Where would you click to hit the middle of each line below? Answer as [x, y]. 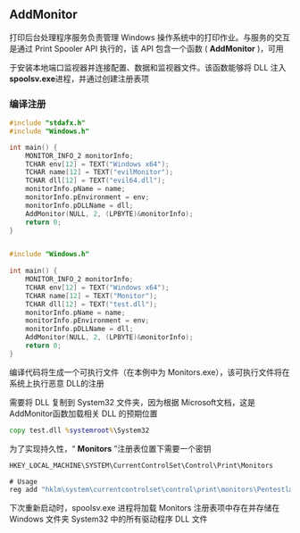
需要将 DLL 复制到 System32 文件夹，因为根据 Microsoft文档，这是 [133, 402]
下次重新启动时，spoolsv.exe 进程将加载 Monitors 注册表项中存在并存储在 [145, 508]
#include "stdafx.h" [48, 123]
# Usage [24, 481]
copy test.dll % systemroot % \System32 [79, 430]
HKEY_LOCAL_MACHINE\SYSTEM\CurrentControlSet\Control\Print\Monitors [142, 465]
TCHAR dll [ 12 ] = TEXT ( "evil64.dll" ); [96, 181]
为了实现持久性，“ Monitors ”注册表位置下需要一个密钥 [110, 448]
